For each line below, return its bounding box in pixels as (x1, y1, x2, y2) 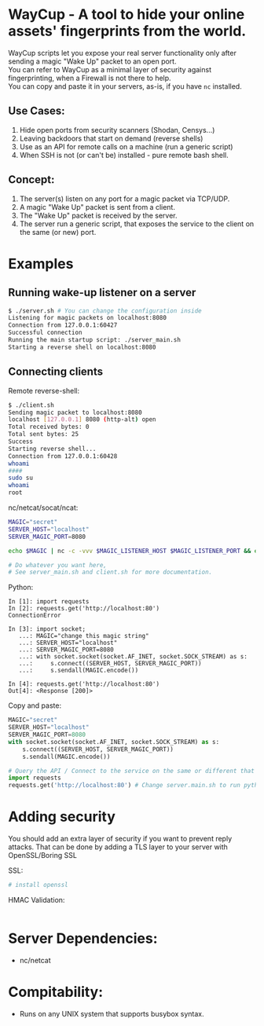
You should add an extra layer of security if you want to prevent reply (8, 834, 233, 844)
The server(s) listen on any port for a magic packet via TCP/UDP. (19, 194, 230, 203)
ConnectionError (8, 611, 61, 620)
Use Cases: (8, 104, 65, 118)
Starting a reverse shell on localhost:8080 (8, 343, 156, 351)
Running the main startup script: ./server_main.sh (8, 336, 181, 344)
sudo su (8, 474, 34, 482)
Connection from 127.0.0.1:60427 (8, 321, 118, 329)
